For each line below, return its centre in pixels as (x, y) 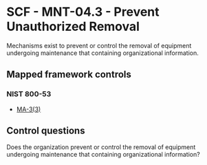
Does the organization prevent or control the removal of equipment (101, 147)
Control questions (46, 131)
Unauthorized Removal (73, 26)
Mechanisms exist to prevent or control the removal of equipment (99, 45)
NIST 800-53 (29, 94)
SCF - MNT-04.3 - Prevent (83, 12)
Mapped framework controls (69, 75)
